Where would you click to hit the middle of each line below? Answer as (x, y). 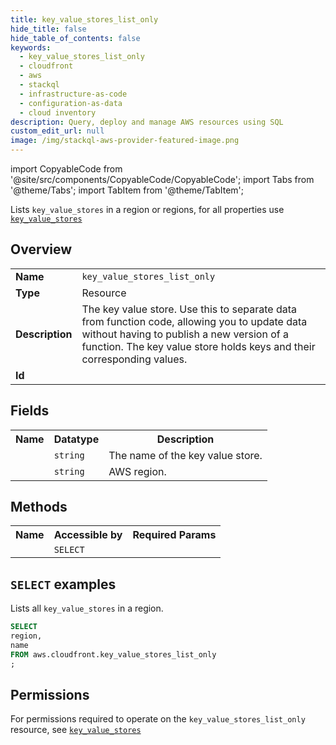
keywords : (31, 47)
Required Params (174, 535)
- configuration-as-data (71, 103)
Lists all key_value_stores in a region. (87, 608)
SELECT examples (63, 584)
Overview (41, 249)
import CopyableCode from (66, 169)
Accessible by (88, 535)
